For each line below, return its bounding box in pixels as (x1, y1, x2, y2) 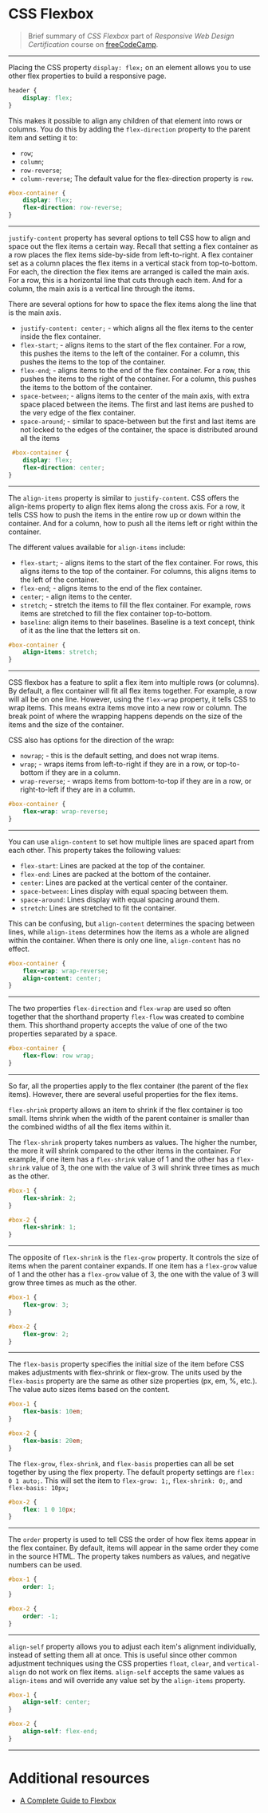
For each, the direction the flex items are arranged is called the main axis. (8, 267, 250, 277)
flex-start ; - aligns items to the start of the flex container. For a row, (19, 340, 246, 350)
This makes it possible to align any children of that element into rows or (8, 116, 242, 125)
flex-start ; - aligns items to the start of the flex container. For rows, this (19, 557, 258, 567)
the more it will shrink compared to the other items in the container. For (8, 1146, 242, 1155)
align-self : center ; (22, 1698, 91, 1706)
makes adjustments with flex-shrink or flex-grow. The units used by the (8, 1368, 242, 1378)
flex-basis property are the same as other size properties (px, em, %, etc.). (8, 1376, 258, 1386)
